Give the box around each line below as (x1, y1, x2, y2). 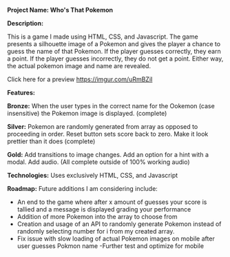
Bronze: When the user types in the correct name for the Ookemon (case (7, 102, 215, 110)
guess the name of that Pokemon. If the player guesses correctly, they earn (7, 48, 222, 55)
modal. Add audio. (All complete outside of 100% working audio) (7, 158, 190, 166)
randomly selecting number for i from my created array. (17, 227, 175, 235)
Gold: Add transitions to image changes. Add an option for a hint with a (7, 151, 209, 158)
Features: (7, 89, 36, 96)
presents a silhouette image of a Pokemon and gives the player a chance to (7, 40, 221, 48)
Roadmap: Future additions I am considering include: (7, 185, 158, 192)
